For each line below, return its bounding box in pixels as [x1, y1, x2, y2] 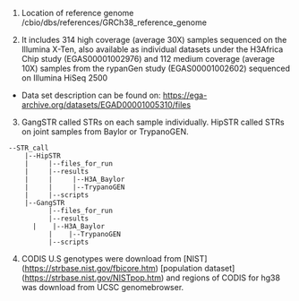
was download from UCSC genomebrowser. [21, 282, 184, 292]
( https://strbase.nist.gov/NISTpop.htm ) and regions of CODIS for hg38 [21, 272, 281, 283]
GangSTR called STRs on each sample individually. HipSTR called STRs [21, 116, 285, 127]
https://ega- [163, 90, 208, 100]
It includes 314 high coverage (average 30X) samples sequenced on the [21, 35, 287, 45]
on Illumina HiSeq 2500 [21, 73, 108, 83]
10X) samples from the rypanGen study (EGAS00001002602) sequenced [21, 63, 291, 73]
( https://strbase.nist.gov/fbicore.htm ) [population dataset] [21, 263, 235, 273]
